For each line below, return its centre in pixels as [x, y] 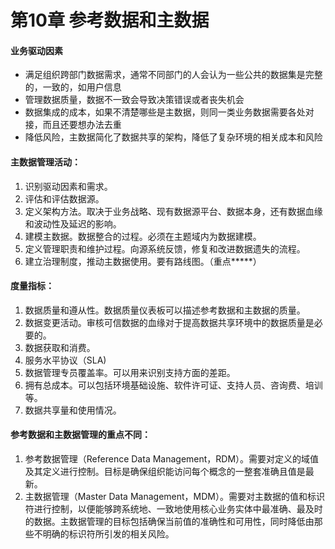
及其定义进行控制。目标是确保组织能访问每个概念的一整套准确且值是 [165, 471]
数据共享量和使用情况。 [73, 410]
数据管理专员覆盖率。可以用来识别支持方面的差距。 [130, 372]
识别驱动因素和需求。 [68, 186]
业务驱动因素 [36, 50]
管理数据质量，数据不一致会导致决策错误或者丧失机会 [134, 100]
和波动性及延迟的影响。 [73, 223]
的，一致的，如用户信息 [73, 87]
